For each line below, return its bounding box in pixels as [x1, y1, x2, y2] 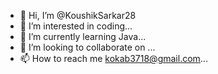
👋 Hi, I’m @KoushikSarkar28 [19, 10, 137, 21]
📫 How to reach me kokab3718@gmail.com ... [19, 53, 208, 64]
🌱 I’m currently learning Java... [19, 31, 147, 42]
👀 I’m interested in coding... [19, 20, 133, 32]
